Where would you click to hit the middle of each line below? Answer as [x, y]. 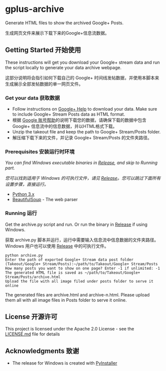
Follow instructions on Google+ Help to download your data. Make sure [84, 109]
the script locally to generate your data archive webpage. [63, 67]
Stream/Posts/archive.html [33, 277]
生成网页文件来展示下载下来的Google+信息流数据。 [57, 33]
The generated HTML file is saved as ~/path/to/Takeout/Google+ [73, 273]
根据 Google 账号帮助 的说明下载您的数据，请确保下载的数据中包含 [79, 120]
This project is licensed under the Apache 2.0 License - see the [70, 329]
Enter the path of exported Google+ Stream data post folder [69, 260]
